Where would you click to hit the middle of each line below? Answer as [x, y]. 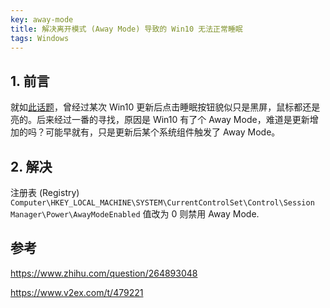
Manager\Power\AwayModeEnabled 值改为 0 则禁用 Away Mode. [135, 214]
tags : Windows [40, 38]
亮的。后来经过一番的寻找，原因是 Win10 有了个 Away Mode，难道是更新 [160, 120]
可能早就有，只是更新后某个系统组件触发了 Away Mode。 [162, 132]
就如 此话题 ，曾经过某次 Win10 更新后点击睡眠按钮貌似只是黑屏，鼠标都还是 [165, 107]
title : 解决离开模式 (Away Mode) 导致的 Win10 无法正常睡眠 [126, 29]
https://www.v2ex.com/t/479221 [77, 292]
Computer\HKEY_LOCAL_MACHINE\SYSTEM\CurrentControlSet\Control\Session [162, 203]
